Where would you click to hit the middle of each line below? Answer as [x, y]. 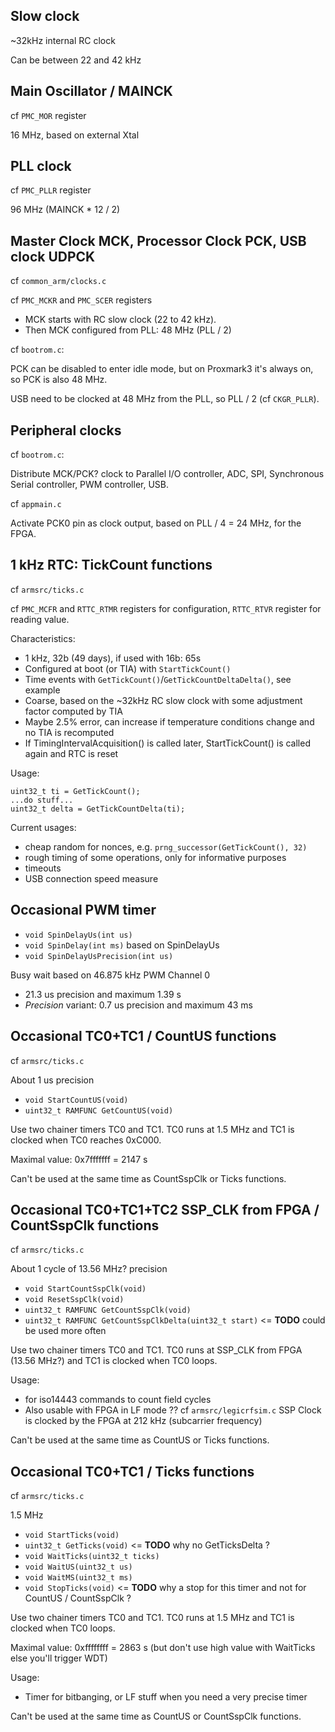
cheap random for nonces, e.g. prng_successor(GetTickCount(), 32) [166, 846]
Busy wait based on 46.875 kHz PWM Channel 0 [110, 975]
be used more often [65, 1331]
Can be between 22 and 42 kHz [76, 60]
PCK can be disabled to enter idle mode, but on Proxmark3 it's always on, [162, 369]
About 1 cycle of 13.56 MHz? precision [89, 1269]
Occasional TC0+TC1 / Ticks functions [132, 1471]
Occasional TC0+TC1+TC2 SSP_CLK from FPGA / [165, 1209]
